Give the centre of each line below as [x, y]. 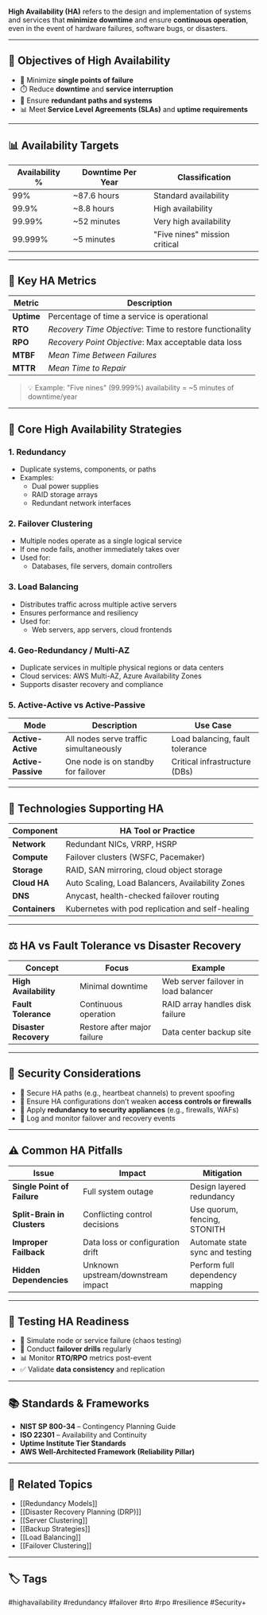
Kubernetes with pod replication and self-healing [157, 909]
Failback [29, 1252]
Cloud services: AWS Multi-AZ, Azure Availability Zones [111, 676]
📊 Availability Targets [64, 146]
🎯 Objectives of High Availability [89, 61]
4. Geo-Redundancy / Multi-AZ [69, 650]
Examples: [37, 478]
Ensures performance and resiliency [79, 612]
